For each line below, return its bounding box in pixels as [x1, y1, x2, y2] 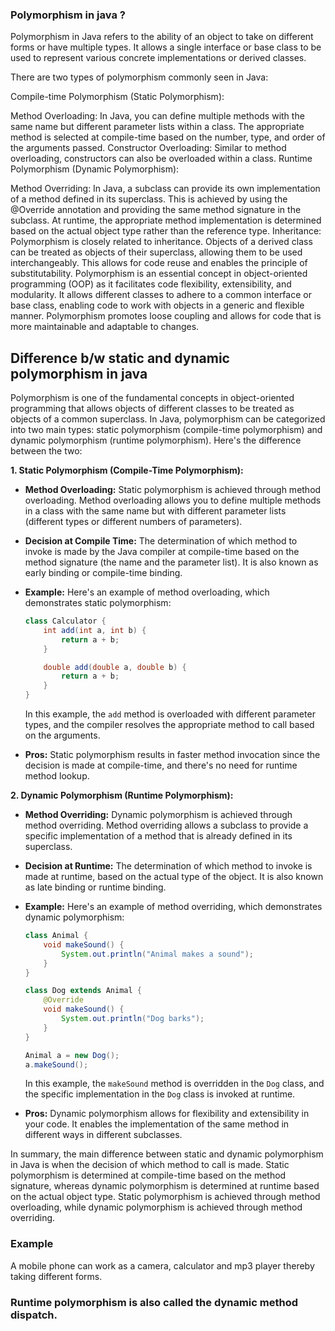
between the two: [10, 445, 83, 457]
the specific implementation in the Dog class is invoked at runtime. [24, 1088, 296, 1100]
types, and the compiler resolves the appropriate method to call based [24, 719, 315, 731]
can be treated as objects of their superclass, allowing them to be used [10, 246, 303, 258]
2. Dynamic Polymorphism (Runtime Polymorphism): [10, 789, 234, 802]
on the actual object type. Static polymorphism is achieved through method [10, 1191, 321, 1203]
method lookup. [24, 770, 90, 782]
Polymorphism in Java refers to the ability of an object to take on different [10, 31, 314, 43]
